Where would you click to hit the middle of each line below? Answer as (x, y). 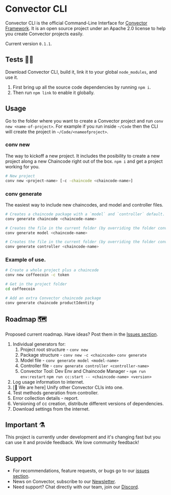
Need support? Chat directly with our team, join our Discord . (76, 487)
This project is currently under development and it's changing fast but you (83, 437)
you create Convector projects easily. (45, 34)
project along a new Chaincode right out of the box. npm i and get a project (84, 161)
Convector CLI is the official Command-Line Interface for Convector (76, 23)
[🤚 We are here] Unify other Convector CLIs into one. (68, 387)
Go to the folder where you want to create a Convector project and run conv (84, 121)
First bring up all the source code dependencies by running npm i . (82, 87)
